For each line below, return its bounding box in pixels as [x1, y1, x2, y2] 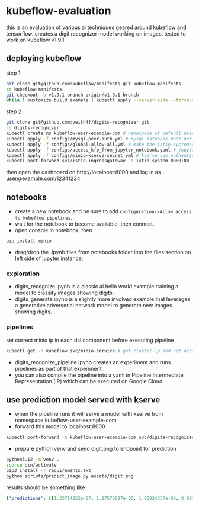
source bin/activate [6, 462, 57, 469]
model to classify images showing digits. [14, 289, 114, 297]
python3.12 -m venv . [6, 457, 60, 463]
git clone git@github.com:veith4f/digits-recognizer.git [6, 120, 150, 126]
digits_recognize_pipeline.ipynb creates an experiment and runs [14, 358, 171, 365]
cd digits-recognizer [6, 125, 60, 131]
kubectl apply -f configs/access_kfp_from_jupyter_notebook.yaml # [6, 147, 176, 153]
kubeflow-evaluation [6, 4, 111, 18]
